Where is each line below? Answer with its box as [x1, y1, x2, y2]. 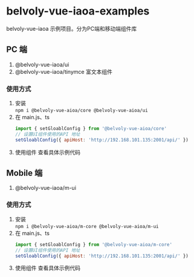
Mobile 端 [6, 168, 43, 178]
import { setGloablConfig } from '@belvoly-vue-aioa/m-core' [15, 241, 173, 247]
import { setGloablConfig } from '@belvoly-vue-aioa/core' [15, 126, 167, 132]
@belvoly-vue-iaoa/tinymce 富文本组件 [15, 68, 113, 75]
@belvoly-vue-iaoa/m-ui [15, 184, 77, 192]
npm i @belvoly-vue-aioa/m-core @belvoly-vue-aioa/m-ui [15, 223, 159, 229]
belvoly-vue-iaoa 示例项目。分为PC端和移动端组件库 [6, 25, 137, 32]
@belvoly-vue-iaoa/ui [15, 60, 70, 68]
